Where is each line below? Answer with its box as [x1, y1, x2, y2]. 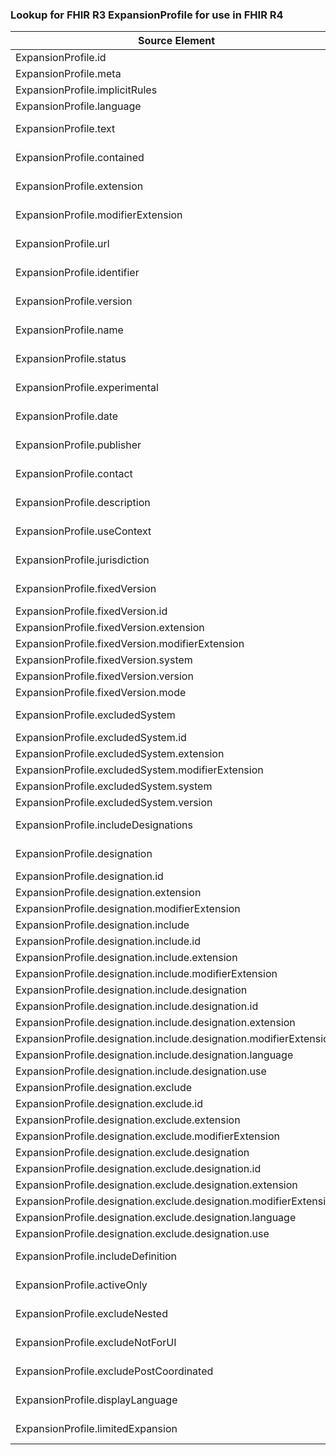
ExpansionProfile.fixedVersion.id [15, 604, 168, 618]
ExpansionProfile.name [15, 323, 124, 337]
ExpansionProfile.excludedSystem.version [15, 796, 213, 810]
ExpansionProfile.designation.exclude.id [15, 1097, 204, 1111]
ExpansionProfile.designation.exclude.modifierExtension [15, 1129, 280, 1143]
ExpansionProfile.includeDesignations [15, 818, 193, 832]
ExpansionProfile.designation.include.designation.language [15, 1048, 294, 1062]
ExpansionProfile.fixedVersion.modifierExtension [15, 637, 245, 651]
